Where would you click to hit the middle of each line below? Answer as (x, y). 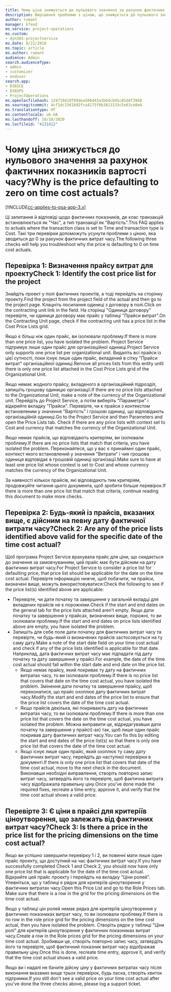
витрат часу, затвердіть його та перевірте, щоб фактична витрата (92, 779)
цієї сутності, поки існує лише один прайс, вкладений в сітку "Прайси (81, 358)
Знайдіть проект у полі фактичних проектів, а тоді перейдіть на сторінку (84, 294)
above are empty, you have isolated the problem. (64, 626)
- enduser (16, 77)
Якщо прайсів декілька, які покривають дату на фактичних (84, 708)
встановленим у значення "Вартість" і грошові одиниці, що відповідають (85, 412)
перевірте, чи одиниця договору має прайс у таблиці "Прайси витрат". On (85, 315)
